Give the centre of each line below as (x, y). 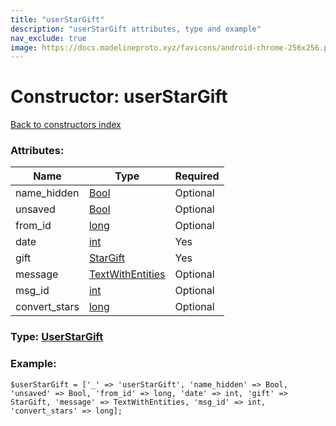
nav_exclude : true (48, 38)
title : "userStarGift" (57, 19)
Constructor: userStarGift (119, 97)
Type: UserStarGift (57, 337)
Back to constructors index (66, 125)
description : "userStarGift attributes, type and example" (136, 29)
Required (197, 176)
